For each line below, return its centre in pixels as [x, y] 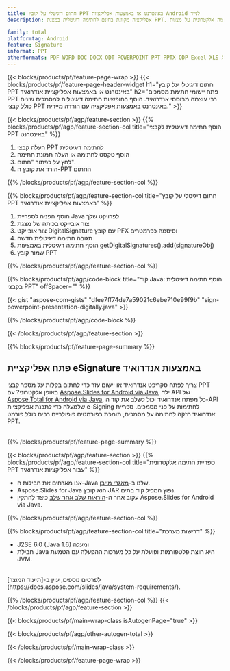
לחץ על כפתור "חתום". [47, 162]
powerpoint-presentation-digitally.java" [62, 307]
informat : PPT [27, 51]
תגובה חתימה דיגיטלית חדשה [55, 238]
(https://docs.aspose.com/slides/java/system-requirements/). [94, 587]
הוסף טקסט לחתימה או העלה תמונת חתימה [73, 154]
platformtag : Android [38, 38]
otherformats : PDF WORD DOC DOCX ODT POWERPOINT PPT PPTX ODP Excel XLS [113, 58]
